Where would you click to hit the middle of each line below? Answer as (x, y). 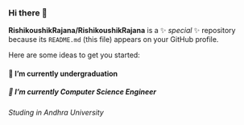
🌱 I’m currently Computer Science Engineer (83, 92)
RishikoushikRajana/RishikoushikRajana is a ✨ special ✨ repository (122, 31)
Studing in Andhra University (56, 112)
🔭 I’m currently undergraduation (63, 73)
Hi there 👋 (28, 13)
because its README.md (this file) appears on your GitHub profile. (114, 40)
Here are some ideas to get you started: (74, 55)
